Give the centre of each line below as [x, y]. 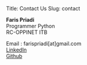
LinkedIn [16, 50]
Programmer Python [31, 26]
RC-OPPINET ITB [27, 32]
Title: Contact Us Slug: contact [43, 8]
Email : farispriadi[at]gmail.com [44, 44]
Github [14, 56]
